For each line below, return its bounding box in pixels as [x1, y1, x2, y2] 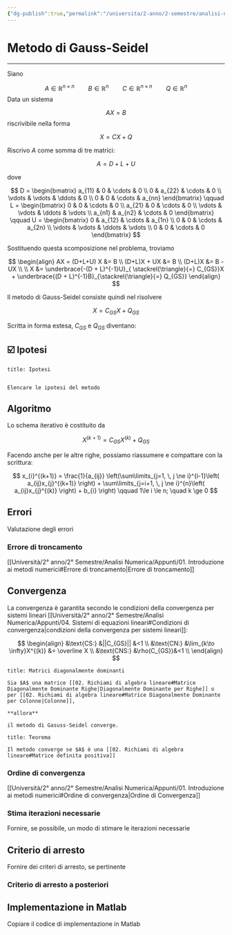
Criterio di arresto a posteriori [7, 880, 109, 890]
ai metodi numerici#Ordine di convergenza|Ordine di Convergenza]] [7, 791, 201, 800]
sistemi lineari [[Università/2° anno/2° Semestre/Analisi [7, 611, 164, 619]
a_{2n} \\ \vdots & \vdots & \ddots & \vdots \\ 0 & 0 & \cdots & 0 [27, 223, 205, 232]
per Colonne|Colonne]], [7, 697, 76, 704]
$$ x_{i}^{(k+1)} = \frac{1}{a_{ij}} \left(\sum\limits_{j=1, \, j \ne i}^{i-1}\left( [12, 472, 220, 480]
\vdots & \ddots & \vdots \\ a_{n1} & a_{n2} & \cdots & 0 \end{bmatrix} [17, 208, 215, 217]
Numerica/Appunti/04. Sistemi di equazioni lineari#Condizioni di [7, 618, 190, 627]
